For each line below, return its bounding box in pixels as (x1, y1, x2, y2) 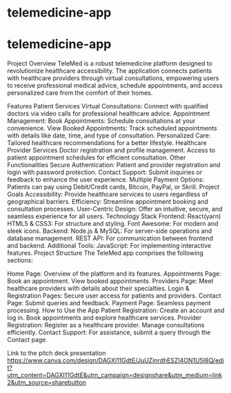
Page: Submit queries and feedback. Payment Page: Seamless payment (7, 299, 211, 307)
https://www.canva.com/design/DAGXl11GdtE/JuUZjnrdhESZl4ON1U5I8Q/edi (7, 356, 224, 365)
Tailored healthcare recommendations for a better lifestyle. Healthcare (7, 139, 207, 147)
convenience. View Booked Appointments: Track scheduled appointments (7, 124, 217, 133)
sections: (7, 256, 33, 265)
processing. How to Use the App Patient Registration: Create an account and (7, 306, 225, 315)
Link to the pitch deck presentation (7, 349, 106, 357)
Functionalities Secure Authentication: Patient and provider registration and (7, 161, 221, 169)
